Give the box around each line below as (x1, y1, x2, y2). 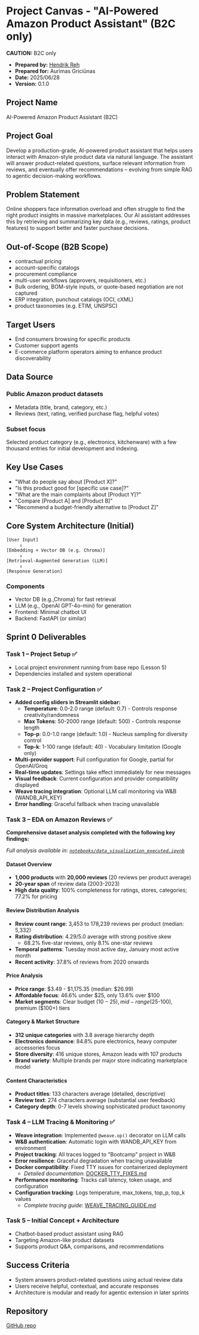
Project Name (6, 98, 58, 108)
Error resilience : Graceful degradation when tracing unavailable (14, 1157, 173, 1164)
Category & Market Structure (6, 1018, 79, 1025)
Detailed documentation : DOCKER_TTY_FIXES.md (23, 1170, 147, 1177)
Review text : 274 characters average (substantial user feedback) (14, 1097, 176, 1104)
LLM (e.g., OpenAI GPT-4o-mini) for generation (14, 602, 131, 609)
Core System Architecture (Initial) (6, 521, 134, 531)
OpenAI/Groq (14, 762, 48, 769)
